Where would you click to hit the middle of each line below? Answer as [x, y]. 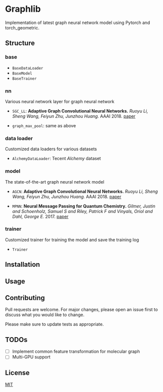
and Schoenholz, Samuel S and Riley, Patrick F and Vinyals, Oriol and [82, 211]
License [17, 373]
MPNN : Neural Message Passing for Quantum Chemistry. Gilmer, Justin [84, 206]
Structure [20, 43]
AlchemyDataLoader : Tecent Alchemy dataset [57, 159]
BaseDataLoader [28, 68]
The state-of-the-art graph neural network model [55, 182]
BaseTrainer [24, 79]
